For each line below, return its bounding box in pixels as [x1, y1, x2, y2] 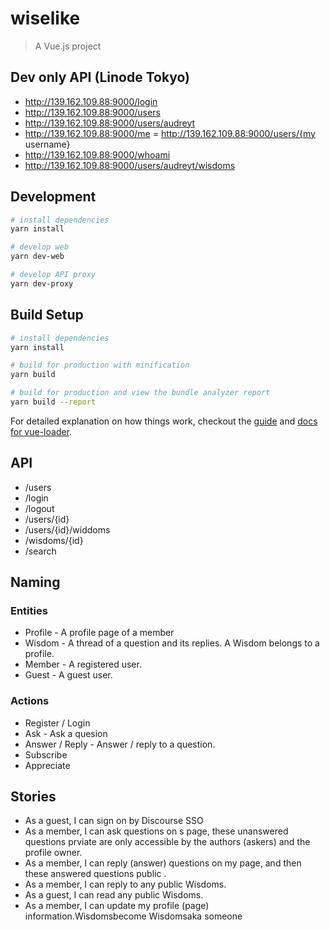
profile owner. [24, 847, 83, 859]
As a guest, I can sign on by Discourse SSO [24, 815, 204, 827]
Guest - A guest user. [24, 669, 113, 681]
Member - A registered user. [24, 658, 142, 671]
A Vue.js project [34, 40, 102, 52]
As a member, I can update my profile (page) [24, 900, 210, 912]
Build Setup [10, 307, 84, 324]
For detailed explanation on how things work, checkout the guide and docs [10, 415, 318, 427]
